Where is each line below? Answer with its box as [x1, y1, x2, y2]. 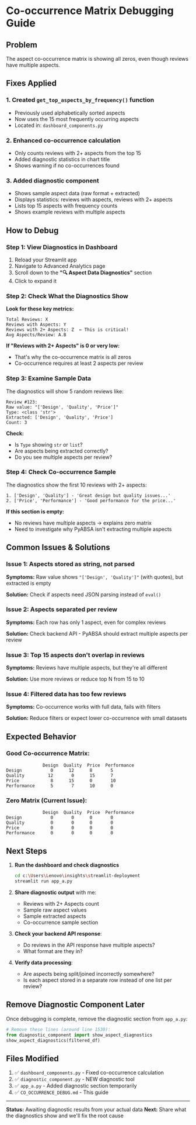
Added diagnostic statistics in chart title [14, 156, 110, 163]
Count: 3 [6, 419, 27, 425]
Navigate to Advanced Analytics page [14, 262, 106, 270]
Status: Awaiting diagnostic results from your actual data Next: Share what [6, 1106, 187, 1113]
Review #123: [6, 399, 38, 405]
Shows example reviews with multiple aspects [14, 209, 125, 216]
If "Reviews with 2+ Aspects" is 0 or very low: [6, 342, 120, 349]
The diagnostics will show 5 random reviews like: [6, 388, 124, 395]
